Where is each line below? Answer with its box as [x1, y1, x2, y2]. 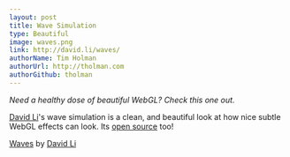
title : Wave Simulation [9, 21, 97, 30]
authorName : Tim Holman [9, 54, 97, 63]
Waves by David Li [9, 138, 77, 148]
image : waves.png [9, 37, 73, 47]
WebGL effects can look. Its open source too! [9, 121, 174, 131]
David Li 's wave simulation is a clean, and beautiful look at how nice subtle [9, 111, 281, 122]
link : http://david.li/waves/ [9, 46, 121, 55]
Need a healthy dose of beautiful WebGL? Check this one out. [9, 94, 235, 105]
